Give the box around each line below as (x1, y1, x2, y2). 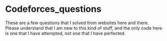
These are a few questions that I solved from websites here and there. (5, 20, 149, 26)
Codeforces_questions (5, 3, 102, 15)
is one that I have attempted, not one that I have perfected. (5, 30, 126, 36)
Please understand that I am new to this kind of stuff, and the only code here (5, 25, 162, 31)
